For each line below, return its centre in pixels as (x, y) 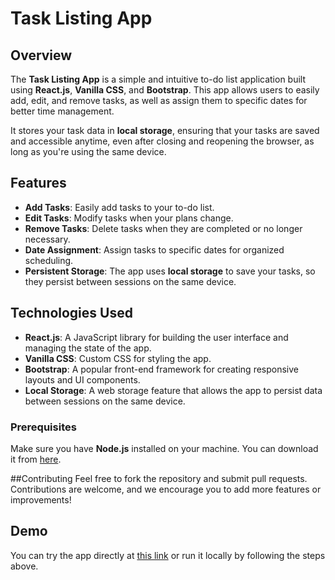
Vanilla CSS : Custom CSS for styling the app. (118, 358)
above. (24, 566)
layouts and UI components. (82, 379)
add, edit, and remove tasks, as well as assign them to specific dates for (159, 100)
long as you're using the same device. (88, 151)
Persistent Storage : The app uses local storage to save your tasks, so (170, 271)
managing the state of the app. (88, 348)
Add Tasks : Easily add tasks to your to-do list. (119, 207)
